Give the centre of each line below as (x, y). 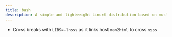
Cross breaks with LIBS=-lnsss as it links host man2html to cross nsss (85, 29)
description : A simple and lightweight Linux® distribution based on (81, 15)
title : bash (18, 10)
